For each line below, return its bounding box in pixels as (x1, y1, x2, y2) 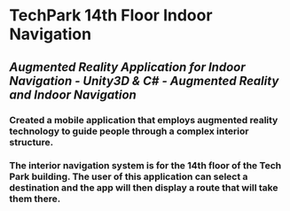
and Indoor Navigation (9, 87, 137, 102)
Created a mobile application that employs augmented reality (9, 113, 278, 126)
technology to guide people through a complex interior (9, 125, 249, 137)
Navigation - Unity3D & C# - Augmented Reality (9, 73, 279, 89)
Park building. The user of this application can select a (9, 170, 248, 183)
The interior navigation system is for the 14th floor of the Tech (9, 160, 282, 172)
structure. (9, 136, 54, 148)
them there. (9, 192, 61, 205)
